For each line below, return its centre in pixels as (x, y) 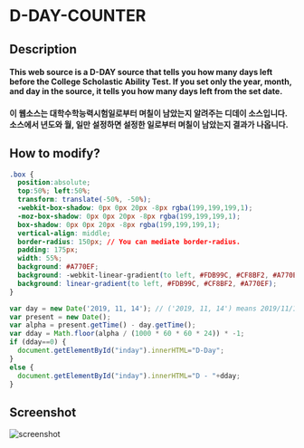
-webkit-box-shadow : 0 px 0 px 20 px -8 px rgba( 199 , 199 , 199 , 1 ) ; (135, 208)
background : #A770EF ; (58, 267)
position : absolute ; (54, 183)
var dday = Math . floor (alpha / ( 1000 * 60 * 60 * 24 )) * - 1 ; (127, 334)
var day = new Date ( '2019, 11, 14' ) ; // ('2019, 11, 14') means (133, 309)
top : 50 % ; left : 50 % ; (54, 191)
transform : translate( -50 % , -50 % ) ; (85, 200)
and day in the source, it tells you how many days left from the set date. (146, 91)
